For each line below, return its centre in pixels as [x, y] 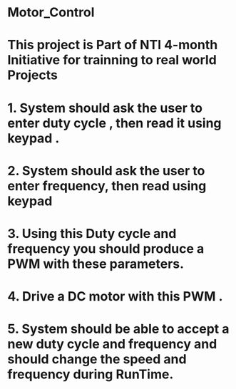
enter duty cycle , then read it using [115, 123]
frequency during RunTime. [91, 374]
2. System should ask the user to [106, 171]
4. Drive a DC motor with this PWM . [115, 297]
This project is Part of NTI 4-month [113, 45]
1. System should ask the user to [105, 108]
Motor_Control [51, 12]
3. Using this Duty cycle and [92, 233]
